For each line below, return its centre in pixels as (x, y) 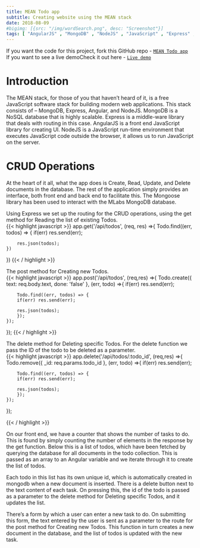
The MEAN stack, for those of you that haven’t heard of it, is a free (87, 98)
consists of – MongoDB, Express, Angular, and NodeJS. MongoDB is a (92, 110)
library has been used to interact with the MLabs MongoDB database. (91, 202)
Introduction (37, 81)
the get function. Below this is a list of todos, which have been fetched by (96, 447)
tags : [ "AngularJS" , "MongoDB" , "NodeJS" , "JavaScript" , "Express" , (101, 34)
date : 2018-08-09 (28, 23)
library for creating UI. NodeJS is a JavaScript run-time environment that (95, 130)
